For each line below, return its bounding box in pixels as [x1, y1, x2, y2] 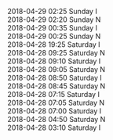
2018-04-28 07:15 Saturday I [7, 90, 100, 99]
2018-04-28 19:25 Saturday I [7, 40, 100, 49]
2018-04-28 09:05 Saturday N [7, 65, 106, 74]
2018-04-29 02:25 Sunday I [7, 7, 97, 16]
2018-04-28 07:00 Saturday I [7, 106, 102, 116]
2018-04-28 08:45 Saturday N [7, 81, 106, 91]
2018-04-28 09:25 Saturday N [7, 48, 105, 57]
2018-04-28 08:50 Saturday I [7, 74, 103, 82]
